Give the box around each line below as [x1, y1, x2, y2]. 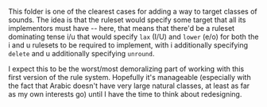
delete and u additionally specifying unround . [8, 49, 155, 58]
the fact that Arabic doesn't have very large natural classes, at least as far [8, 81, 250, 90]
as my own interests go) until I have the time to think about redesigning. [8, 90, 242, 98]
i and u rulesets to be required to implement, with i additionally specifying [8, 40, 249, 50]
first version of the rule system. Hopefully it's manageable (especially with [8, 73, 252, 82]
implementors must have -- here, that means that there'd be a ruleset [8, 24, 235, 32]
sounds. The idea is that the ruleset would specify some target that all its [8, 15, 246, 25]
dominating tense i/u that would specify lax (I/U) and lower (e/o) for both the [8, 32, 259, 41]
